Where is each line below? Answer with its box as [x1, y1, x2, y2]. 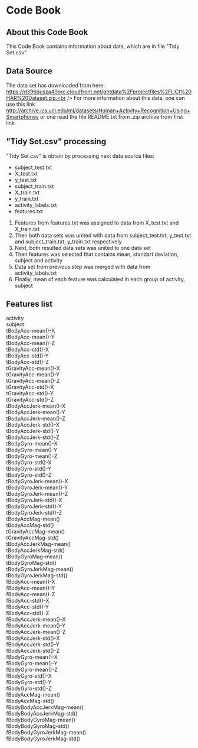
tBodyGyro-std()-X [6, 459, 52, 466]
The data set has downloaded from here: [6, 82, 105, 89]
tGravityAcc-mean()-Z [6, 378, 60, 385]
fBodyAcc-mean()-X [6, 578, 55, 586]
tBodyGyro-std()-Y [6, 465, 52, 473]
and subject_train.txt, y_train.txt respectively [14, 238, 122, 245]
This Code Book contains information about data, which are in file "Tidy [6, 43, 180, 50]
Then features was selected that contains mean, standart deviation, [14, 251, 179, 258]
